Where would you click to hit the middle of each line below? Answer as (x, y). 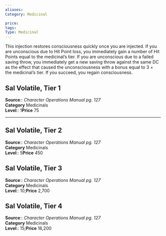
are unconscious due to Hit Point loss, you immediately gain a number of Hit (82, 52)
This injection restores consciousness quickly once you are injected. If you (81, 46)
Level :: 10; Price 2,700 (27, 191)
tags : (11, 28)
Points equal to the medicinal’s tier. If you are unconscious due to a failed (80, 57)
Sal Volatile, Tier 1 (33, 88)
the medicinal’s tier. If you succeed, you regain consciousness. (69, 72)
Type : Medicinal (22, 33)
